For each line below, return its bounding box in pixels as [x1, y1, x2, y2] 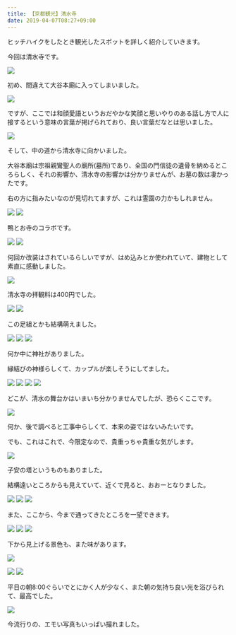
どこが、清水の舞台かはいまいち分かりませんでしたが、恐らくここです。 [7, 394, 216, 402]
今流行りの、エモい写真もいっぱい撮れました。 [7, 619, 143, 628]
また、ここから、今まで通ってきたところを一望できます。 [7, 510, 173, 518]
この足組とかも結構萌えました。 [7, 320, 100, 328]
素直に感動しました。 [7, 262, 69, 270]
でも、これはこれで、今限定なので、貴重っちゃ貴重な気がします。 [7, 437, 197, 445]
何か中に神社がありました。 [7, 349, 88, 358]
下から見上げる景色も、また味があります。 [7, 540, 130, 548]
